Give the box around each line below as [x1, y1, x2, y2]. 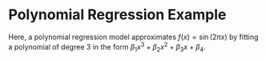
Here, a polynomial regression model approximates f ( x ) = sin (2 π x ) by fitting [8, 32, 259, 42]
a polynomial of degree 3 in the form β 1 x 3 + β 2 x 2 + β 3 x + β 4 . [8, 40, 206, 54]
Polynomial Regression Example [8, 6, 227, 24]
